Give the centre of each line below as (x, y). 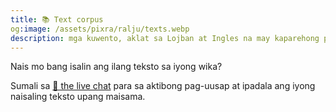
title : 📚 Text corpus (57, 19)
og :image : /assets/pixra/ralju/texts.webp (100, 29)
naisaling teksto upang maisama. (78, 97)
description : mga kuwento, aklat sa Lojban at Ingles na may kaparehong (165, 38)
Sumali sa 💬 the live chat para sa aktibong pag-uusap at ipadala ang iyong (163, 86)
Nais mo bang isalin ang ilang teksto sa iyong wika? (116, 67)
